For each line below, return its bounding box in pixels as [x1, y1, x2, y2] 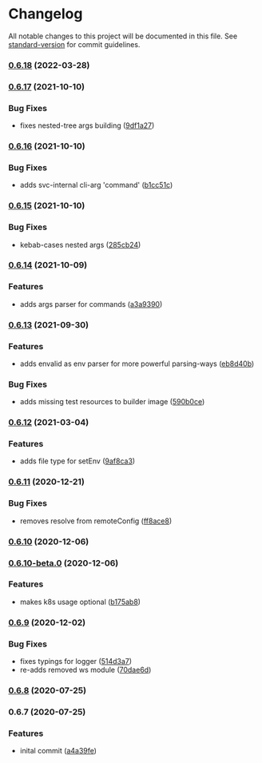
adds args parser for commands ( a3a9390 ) [19, 299, 163, 308]
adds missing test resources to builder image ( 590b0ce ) [19, 397, 205, 407]
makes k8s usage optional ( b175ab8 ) [19, 597, 141, 606]
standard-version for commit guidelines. [8, 39, 141, 49]
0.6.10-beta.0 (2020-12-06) [8, 557, 119, 568]
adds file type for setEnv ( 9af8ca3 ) [19, 456, 136, 466]
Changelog [8, 5, 83, 23]
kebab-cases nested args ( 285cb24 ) [19, 240, 141, 249]
